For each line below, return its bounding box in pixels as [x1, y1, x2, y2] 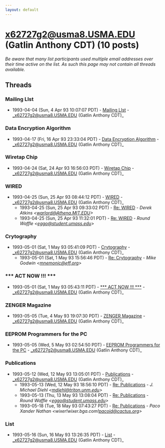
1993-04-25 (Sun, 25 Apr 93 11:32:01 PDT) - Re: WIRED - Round [19, 215, 150, 222]
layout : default [5, 7, 39, 12]
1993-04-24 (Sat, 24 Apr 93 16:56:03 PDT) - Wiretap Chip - [12, 165, 134, 171]
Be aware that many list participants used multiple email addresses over [5, 56, 154, 62]
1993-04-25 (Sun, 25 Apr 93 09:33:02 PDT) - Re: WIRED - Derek [19, 205, 152, 211]
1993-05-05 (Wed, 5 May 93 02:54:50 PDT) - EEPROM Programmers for [12, 342, 160, 348]
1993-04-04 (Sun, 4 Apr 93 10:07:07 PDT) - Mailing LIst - [12, 107, 129, 113]
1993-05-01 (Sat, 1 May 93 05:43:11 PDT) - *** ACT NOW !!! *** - [12, 284, 145, 290]
